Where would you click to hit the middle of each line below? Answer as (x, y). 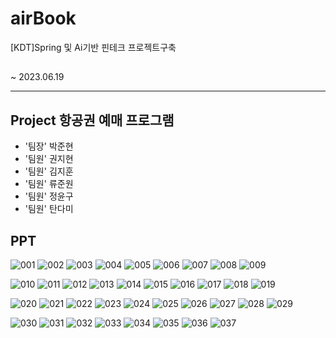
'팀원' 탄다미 (49, 209)
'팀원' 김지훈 (49, 171)
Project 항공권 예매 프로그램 (92, 120)
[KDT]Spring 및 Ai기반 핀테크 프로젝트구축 (93, 47)
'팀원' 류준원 (49, 184)
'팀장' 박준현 (49, 146)
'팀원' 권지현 (49, 159)
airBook (43, 18)
